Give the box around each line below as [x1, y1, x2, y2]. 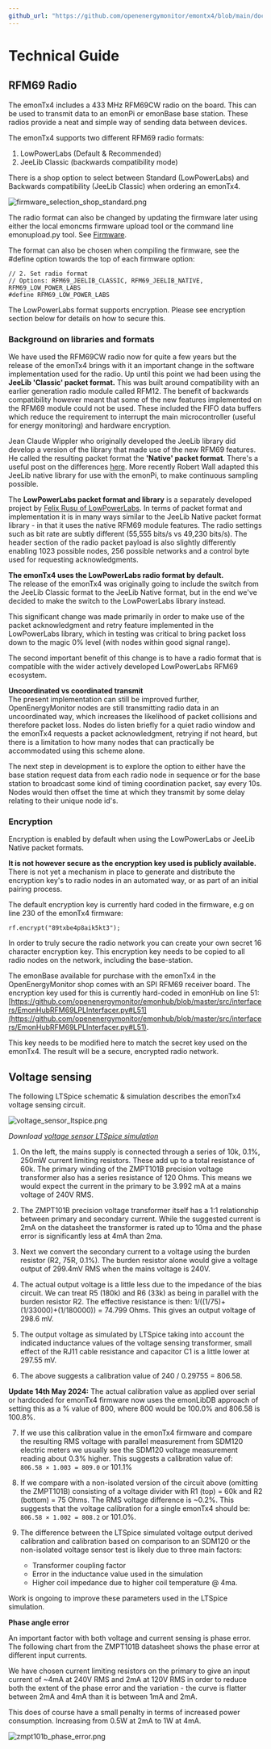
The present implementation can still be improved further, [8, 694, 200, 704]
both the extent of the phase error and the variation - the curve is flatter [8, 1684, 247, 1693]
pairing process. [8, 885, 63, 894]
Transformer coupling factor [31, 1561, 127, 1571]
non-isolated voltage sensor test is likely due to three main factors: [19, 1545, 243, 1554]
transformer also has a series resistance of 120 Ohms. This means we [19, 1173, 252, 1182]
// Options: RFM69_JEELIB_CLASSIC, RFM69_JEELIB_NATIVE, [8, 276, 204, 285]
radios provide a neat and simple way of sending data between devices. [8, 117, 248, 127]
